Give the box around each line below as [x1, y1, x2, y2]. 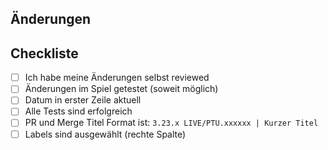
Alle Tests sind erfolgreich [24, 105, 133, 117]
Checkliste [10, 45, 79, 62]
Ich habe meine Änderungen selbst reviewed [24, 72, 210, 84]
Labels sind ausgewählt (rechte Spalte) [24, 128, 187, 140]
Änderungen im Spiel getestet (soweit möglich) [24, 83, 219, 95]
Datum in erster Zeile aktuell [24, 94, 142, 106]
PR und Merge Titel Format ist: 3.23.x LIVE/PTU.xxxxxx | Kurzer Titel [24, 117, 319, 129]
